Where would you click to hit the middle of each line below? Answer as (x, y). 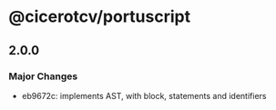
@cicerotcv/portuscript (100, 17)
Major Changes (43, 76)
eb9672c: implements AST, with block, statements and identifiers (144, 95)
